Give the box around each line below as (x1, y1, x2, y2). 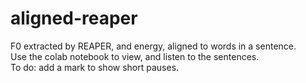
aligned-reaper (10, 7, 138, 30)
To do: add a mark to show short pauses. (10, 61, 180, 73)
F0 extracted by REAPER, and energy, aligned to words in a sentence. (10, 40, 297, 52)
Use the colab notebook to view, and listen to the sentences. (10, 50, 260, 62)
